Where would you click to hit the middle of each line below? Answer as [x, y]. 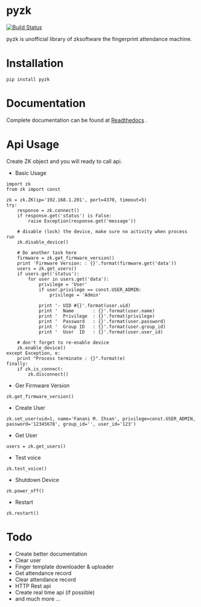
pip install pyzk [28, 79]
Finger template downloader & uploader [64, 567]
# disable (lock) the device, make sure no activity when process [102, 231]
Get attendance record [43, 573]
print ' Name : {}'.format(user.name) [97, 311]
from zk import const [33, 189]
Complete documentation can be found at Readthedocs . [77, 120]
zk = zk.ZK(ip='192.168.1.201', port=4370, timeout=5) [77, 200]
